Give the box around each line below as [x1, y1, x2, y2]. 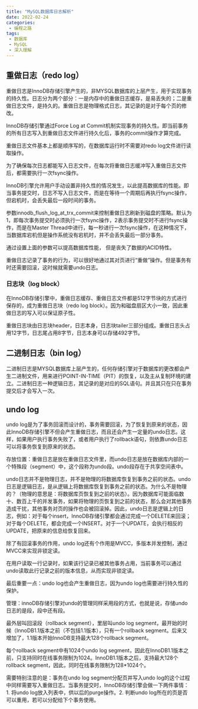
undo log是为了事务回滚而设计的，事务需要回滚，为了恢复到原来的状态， [6, 421, 183, 428]
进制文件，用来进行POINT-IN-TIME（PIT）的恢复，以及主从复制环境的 [16, 372, 186, 379]
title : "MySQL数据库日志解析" [6, 8, 74, 15]
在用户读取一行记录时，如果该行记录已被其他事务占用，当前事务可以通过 [6, 560, 181, 567]
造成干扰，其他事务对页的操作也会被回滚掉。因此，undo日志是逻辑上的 [6, 505, 179, 512]
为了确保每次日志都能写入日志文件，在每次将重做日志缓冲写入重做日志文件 [6, 162, 187, 169]
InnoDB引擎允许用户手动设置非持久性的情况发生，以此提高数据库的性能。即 [6, 181, 189, 189]
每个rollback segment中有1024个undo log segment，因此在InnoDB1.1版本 [6, 647, 184, 654]
